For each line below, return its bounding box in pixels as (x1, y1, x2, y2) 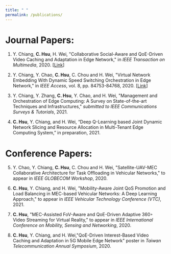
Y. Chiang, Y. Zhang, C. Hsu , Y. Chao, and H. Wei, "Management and (12, 93, 158, 99)
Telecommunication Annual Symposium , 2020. (12, 243, 111, 249)
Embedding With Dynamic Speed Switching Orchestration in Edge (12, 77, 152, 83)
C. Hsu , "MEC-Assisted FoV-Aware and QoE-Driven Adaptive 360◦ (12, 212, 153, 218)
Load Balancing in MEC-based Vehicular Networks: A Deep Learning (12, 191, 157, 197)
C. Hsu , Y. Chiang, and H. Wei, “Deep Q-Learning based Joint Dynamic (12, 119, 162, 125)
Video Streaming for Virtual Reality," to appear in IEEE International (12, 217, 153, 223)
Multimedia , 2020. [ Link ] (12, 62, 65, 68)
